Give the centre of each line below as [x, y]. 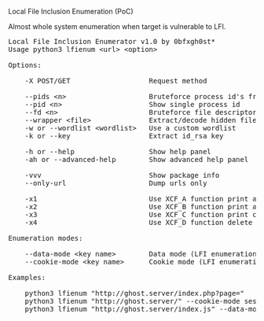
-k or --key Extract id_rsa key [124, 136]
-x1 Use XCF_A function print [137, 199]
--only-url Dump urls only [116, 183]
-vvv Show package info [122, 175]
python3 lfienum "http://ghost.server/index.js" [120, 309]
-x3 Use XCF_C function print [137, 214]
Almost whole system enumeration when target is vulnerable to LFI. [117, 26]
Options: [25, 65]
